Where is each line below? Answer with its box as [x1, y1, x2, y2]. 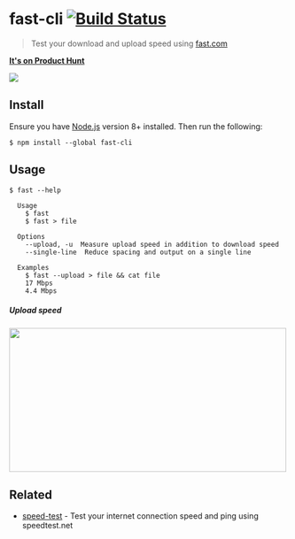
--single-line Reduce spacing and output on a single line [25, 248, 252, 257]
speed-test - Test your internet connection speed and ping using [21, 511, 259, 521]
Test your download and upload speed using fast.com [30, 38, 228, 49]
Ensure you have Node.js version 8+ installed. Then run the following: [9, 120, 263, 132]
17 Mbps [25, 279, 53, 288]
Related [9, 487, 53, 502]
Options [17, 232, 46, 241]
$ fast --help [9, 186, 62, 195]
